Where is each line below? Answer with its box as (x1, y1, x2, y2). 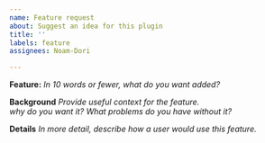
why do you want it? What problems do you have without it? (9, 106, 233, 117)
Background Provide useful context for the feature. (9, 96, 200, 108)
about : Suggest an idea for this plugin (9, 22, 164, 31)
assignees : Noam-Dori (9, 47, 91, 56)
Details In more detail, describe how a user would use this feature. (9, 123, 257, 135)
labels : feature (9, 38, 70, 48)
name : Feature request (9, 13, 95, 22)
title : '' (9, 30, 47, 39)
